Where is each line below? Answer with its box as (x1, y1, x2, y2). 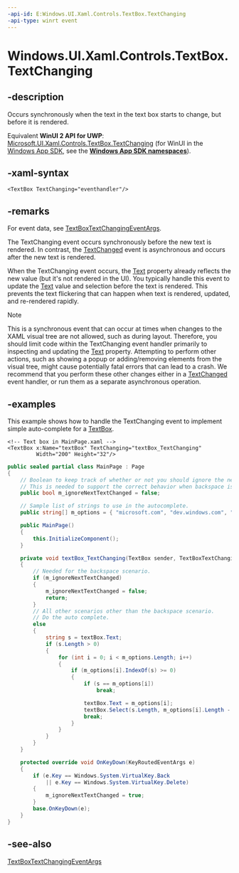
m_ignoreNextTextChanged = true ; (45, 792, 144, 799)
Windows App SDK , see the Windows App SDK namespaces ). (7, 147, 191, 155)
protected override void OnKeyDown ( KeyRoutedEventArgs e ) (20, 758, 196, 766)
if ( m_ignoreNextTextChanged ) (33, 574, 122, 582)
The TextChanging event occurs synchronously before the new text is (7, 238, 212, 246)
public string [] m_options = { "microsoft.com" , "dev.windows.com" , (20, 509, 228, 517)
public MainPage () (20, 522, 75, 529)
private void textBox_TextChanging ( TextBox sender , (20, 554, 176, 562)
